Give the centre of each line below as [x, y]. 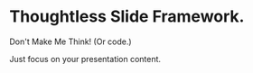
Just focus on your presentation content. [85, 59]
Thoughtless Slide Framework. [127, 17]
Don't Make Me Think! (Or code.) [71, 41]
